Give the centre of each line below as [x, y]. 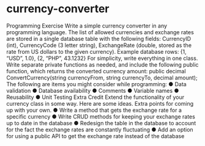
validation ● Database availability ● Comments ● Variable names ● [93, 90]
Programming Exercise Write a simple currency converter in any [87, 26]
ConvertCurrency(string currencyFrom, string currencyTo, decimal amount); [102, 78]
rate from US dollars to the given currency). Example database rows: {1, [96, 51]
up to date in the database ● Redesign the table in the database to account [101, 123]
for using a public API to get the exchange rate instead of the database [95, 136]
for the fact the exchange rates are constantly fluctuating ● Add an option [100, 130]
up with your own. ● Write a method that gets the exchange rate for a [94, 110]
